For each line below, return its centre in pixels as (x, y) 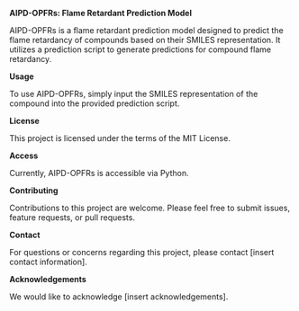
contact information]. (48, 262)
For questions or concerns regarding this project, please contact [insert (142, 252)
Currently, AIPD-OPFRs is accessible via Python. (99, 173)
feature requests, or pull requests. (72, 218)
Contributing (34, 191)
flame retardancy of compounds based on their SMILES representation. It (145, 40)
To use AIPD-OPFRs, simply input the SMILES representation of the (134, 94)
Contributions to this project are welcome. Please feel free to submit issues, (150, 208)
